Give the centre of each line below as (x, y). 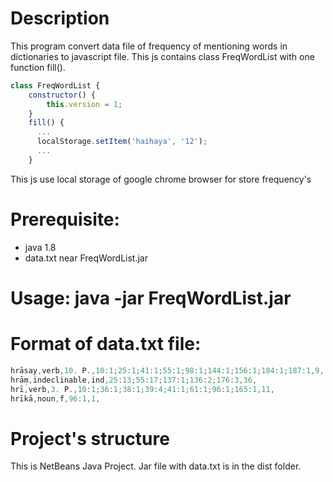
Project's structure (90, 438)
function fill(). (38, 67)
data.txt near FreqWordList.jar (86, 258)
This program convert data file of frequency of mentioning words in (149, 46)
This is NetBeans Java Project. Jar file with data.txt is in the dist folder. (156, 466)
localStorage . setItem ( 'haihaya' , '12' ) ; (122, 142)
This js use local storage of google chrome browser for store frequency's (161, 179)
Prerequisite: (65, 219)
